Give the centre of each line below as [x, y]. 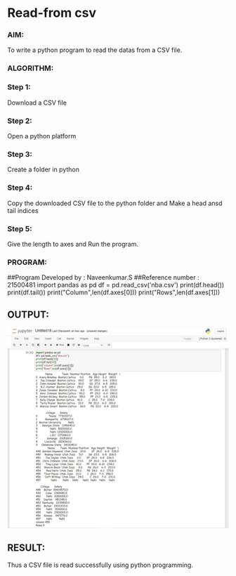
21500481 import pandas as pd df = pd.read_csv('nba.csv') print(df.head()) [116, 285]
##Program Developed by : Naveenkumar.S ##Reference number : [103, 277]
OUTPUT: [28, 314]
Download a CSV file [37, 103]
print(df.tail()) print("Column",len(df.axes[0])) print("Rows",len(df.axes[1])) [114, 292]
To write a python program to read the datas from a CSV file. [95, 50]
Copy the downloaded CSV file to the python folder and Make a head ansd [115, 203]
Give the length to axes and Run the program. [73, 244]
